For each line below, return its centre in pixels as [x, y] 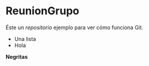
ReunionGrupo [42, 11]
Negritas [17, 56]
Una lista [25, 39]
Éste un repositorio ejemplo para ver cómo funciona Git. [74, 27]
